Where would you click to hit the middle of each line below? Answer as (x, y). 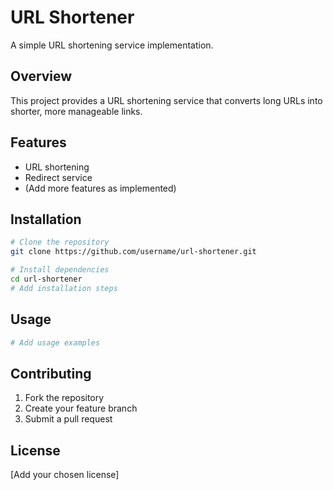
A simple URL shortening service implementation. (112, 45)
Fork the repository (64, 398)
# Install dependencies (60, 270)
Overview (41, 76)
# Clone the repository (60, 242)
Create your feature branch (81, 408)
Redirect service (58, 177)
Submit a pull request (68, 419)
